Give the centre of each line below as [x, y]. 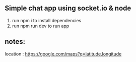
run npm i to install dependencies [47, 20]
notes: [15, 42]
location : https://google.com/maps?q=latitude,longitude [63, 54]
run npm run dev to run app [41, 26]
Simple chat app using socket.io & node [68, 8]
